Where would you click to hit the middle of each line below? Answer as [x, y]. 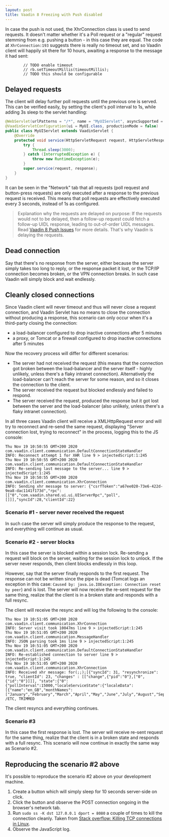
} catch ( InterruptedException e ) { [62, 155]
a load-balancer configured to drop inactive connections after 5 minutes [87, 333]
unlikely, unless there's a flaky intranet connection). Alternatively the [83, 374]
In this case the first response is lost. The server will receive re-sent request [84, 732]
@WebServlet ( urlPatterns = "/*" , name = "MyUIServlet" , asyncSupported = [84, 122]
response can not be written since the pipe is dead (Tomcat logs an [75, 578]
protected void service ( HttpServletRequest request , [71, 140]
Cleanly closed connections [50, 295]
